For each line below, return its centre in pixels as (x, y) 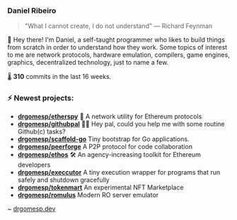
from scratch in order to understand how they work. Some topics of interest (117, 48)
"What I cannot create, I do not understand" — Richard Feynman (118, 26)
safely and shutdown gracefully (63, 180)
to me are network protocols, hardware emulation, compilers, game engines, (118, 55)
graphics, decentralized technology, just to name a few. (88, 62)
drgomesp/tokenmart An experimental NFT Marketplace (100, 187)
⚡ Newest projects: (41, 98)
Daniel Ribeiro (32, 11)
